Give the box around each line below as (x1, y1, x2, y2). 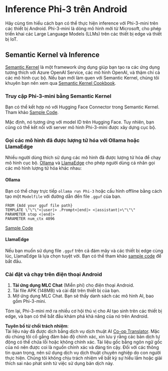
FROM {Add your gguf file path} (5, 203, 73, 208)
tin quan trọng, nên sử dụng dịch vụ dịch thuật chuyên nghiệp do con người (5, 350, 161, 356)
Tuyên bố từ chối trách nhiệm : (5, 323, 69, 329)
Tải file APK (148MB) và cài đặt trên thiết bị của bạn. (12, 288, 120, 294)
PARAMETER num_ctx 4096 (5, 216, 55, 221)
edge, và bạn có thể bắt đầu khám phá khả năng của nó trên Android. (5, 313, 149, 319)
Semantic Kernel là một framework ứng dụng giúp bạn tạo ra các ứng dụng (5, 64, 160, 70)
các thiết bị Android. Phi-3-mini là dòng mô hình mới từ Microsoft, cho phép (5, 25, 161, 31)
